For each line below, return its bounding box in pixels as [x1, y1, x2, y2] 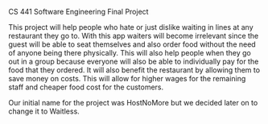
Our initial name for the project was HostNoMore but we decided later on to [8, 98, 258, 107]
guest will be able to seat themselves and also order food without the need [8, 39, 256, 49]
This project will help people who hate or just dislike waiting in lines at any [8, 23, 254, 31]
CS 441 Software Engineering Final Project [8, 7, 149, 16]
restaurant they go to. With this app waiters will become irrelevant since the [8, 31, 259, 40]
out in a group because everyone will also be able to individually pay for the [8, 56, 259, 66]
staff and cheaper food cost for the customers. [8, 82, 163, 92]
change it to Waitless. [8, 106, 80, 116]
